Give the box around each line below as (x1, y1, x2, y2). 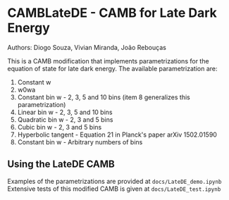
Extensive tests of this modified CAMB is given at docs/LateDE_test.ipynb (7, 185, 221, 193)
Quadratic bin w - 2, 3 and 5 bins (17, 115, 113, 124)
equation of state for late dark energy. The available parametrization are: (7, 64, 218, 73)
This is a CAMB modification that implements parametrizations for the (7, 56, 209, 65)
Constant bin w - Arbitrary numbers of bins (17, 137, 143, 146)
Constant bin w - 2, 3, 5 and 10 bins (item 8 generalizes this (17, 93, 190, 101)
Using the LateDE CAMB (7, 158, 115, 170)
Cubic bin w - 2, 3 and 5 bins (17, 123, 102, 131)
